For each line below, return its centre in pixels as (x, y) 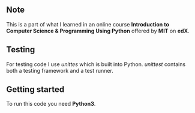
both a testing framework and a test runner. (60, 70)
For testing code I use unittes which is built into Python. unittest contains (96, 64)
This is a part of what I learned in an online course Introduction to (88, 24)
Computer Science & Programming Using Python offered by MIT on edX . (98, 31)
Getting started (35, 90)
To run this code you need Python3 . (51, 104)
